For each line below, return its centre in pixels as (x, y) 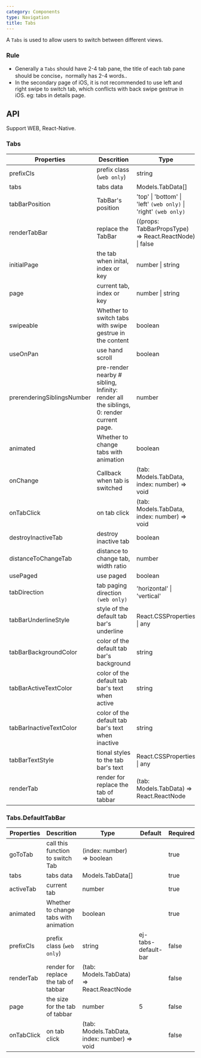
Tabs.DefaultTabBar (36, 818)
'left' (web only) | (161, 204)
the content (113, 340)
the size (57, 999)
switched (109, 488)
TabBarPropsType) (163, 228)
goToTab (21, 855)
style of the (112, 608)
